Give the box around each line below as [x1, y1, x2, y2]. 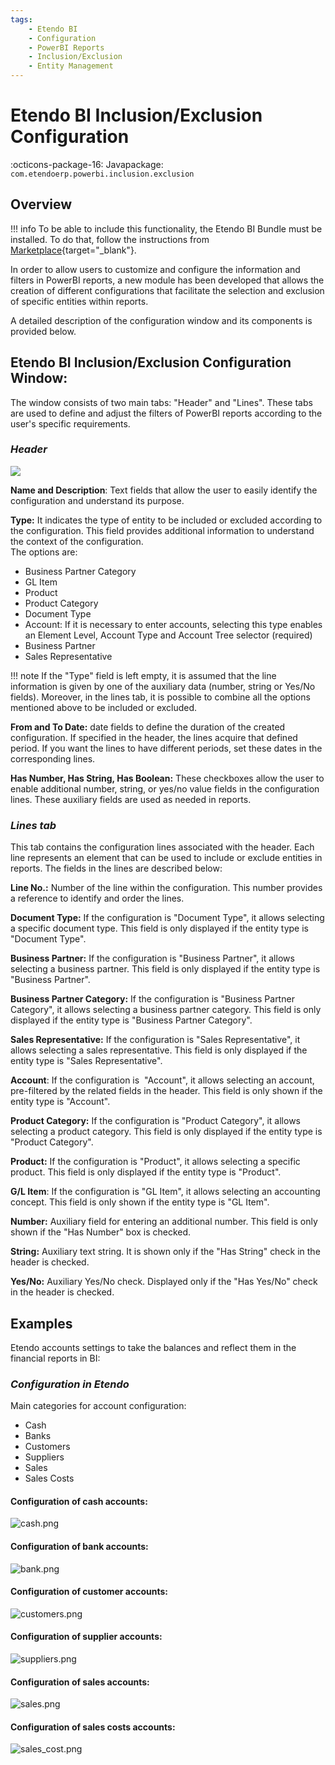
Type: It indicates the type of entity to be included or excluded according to [10, 514, 323, 526]
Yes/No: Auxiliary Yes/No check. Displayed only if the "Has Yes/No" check [10, 1276, 318, 1288]
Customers [24, 1441, 71, 1453]
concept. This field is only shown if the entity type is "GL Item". [10, 1196, 270, 1208]
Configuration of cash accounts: [10, 1495, 148, 1507]
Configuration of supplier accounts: [10, 1631, 163, 1643]
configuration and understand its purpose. [10, 494, 185, 506]
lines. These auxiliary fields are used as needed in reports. [10, 793, 252, 805]
